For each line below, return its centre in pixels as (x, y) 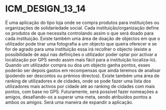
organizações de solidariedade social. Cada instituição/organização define (82, 27)
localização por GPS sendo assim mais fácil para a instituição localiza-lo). (81, 59)
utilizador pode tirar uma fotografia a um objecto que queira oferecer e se (81, 43)
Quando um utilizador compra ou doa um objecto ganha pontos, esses (78, 65)
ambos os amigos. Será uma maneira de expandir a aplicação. (69, 102)
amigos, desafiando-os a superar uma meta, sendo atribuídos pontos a (78, 97)
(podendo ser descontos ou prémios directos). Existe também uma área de (82, 75)
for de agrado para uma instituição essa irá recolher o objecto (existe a (78, 49)
